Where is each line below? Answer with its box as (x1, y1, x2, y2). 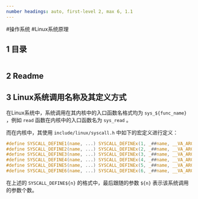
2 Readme (6, 71, 44, 81)
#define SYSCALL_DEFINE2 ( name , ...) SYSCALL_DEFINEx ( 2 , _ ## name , (6, 146, 170, 152)
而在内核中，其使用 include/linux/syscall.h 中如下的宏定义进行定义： (6, 129, 179, 136)
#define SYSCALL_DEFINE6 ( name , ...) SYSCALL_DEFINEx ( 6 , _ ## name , (6, 168, 170, 174)
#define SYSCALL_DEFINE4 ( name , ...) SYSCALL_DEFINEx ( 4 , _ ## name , (6, 157, 170, 163)
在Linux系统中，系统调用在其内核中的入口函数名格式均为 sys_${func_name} (6, 109, 187, 116)
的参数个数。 (6, 186, 37, 194)
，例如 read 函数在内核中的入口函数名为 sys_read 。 (6, 116, 131, 123)
